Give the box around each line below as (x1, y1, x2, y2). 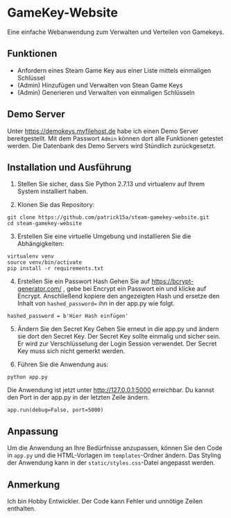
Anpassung (7, 425, 59, 437)
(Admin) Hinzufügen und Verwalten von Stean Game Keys (17, 81, 183, 89)
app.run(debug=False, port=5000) (7, 407, 104, 413)
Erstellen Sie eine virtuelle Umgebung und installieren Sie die (17, 232, 191, 240)
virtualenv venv (7, 253, 54, 260)
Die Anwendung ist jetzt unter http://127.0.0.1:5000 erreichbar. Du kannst (7, 386, 214, 394)
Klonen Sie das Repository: (17, 201, 95, 209)
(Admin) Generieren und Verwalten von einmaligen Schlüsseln (17, 88, 196, 96)
